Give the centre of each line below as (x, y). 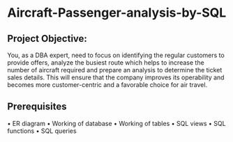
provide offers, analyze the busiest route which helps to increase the (106, 63)
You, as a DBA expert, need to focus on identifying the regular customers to (116, 55)
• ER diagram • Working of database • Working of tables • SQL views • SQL (116, 123)
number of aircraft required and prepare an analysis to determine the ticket (115, 70)
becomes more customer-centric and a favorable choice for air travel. (107, 85)
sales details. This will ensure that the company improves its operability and (116, 77)
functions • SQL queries (42, 131)
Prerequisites (37, 107)
